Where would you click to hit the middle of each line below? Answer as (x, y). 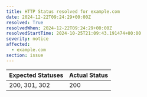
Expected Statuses (36, 75)
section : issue (25, 55)
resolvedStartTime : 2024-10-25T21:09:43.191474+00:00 (74, 34)
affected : (18, 45)
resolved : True (25, 22)
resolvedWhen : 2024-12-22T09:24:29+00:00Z (59, 28)
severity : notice (27, 39)
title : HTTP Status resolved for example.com (63, 11)
